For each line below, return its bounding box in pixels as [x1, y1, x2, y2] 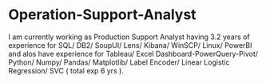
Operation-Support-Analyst [8, 6, 197, 24]
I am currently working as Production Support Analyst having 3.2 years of [8, 32, 250, 41]
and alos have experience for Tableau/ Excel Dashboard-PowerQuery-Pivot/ [8, 49, 258, 58]
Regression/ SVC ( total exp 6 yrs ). [8, 65, 124, 75]
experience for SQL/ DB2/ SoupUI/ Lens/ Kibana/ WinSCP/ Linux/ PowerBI [8, 40, 252, 49]
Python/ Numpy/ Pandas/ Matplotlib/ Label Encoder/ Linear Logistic [8, 57, 230, 67]
